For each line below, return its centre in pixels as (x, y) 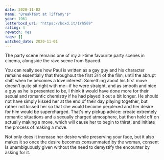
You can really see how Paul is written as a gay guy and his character (75, 70)
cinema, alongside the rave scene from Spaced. (53, 60)
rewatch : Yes (18, 32)
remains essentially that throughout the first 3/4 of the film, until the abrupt (81, 75)
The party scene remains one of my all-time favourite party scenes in (75, 55)
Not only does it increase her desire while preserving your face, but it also (80, 137)
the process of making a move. (36, 127)
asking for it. (18, 152)
